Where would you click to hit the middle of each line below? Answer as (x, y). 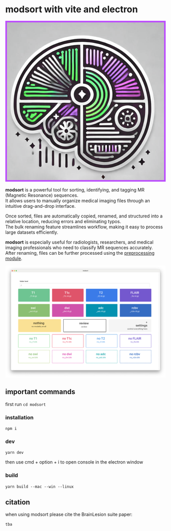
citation (18, 502)
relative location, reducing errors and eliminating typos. (63, 221)
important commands (40, 392)
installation (20, 417)
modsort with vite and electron (72, 9)
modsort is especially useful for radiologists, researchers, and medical (79, 242)
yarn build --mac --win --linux (39, 487)
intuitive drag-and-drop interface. (40, 206)
